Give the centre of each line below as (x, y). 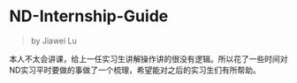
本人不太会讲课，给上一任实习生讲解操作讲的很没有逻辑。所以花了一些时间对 (148, 58)
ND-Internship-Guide (89, 16)
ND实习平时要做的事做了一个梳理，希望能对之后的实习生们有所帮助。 (135, 70)
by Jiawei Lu (54, 41)
